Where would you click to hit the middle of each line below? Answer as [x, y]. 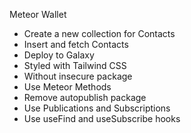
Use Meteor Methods [67, 87]
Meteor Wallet [38, 14]
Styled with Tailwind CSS [75, 65]
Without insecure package [78, 76]
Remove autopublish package [85, 97]
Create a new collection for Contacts [99, 33]
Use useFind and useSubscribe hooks [102, 118]
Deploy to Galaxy [59, 55]
